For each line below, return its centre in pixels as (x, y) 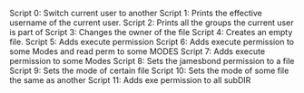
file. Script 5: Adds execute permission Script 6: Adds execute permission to (152, 42)
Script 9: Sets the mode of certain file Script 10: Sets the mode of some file (149, 70)
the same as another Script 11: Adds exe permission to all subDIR (130, 80)
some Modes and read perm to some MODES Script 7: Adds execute (137, 51)
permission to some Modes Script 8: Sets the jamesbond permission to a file (152, 61)
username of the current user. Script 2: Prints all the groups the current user (152, 23)
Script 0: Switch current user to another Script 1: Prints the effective (136, 13)
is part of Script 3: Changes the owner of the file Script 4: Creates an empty (151, 32)
